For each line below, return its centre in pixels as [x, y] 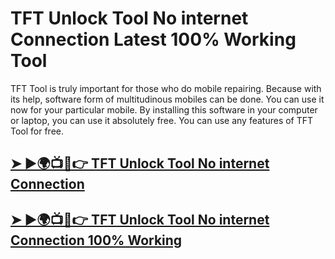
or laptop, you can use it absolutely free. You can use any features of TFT [162, 120]
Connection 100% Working [96, 240]
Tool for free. [37, 131]
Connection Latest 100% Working [153, 39]
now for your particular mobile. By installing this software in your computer [164, 109]
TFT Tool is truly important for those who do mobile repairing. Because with [166, 88]
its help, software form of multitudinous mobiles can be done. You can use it [167, 99]
